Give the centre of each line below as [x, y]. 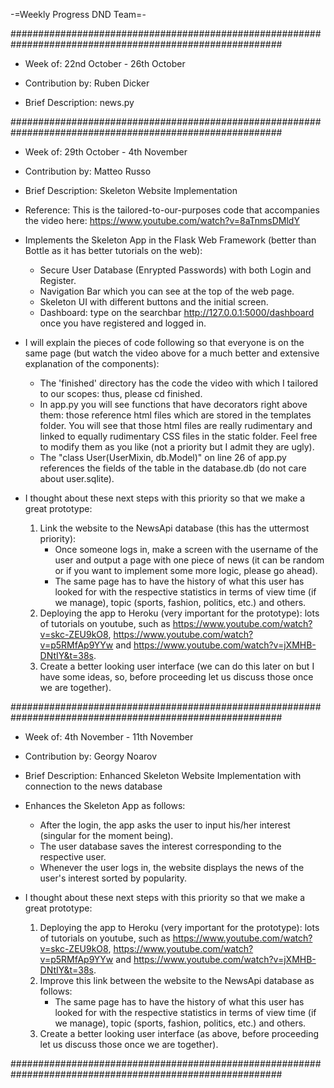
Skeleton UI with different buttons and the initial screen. [154, 302]
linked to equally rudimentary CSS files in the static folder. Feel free [178, 436]
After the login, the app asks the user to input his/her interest [165, 825]
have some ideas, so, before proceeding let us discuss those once [176, 677]
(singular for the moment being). [106, 835]
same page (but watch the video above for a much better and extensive [172, 353]
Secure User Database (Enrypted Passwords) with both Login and [175, 270]
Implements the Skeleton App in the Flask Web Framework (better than [170, 240]
